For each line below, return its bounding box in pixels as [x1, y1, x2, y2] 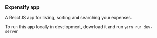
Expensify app [5, 4, 40, 11]
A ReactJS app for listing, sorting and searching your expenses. [5, 15, 132, 21]
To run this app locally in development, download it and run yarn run [5, 24, 142, 30]
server [5, 29, 18, 34]
